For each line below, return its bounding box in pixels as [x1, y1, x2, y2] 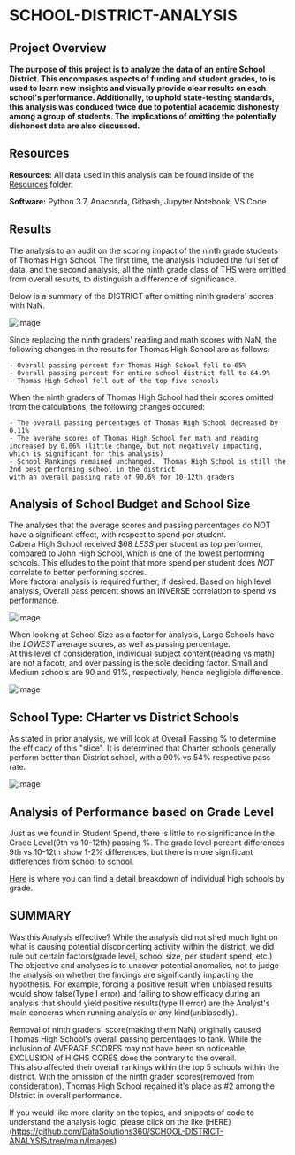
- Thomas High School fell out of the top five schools [9, 376, 219, 385]
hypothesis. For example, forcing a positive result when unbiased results [9, 979, 273, 989]
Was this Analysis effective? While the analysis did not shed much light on [9, 931, 278, 943]
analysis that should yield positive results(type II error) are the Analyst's [9, 997, 270, 1008]
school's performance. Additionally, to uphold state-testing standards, [9, 92, 275, 103]
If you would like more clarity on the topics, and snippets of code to [9, 1107, 254, 1118]
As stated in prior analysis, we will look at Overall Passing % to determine [9, 734, 276, 744]
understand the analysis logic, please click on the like [9, 1116, 204, 1127]
